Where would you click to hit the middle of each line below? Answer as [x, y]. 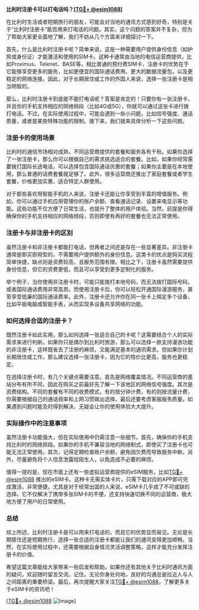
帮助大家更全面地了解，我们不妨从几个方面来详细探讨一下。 [84, 37]
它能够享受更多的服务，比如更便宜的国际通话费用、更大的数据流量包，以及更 [99, 71]
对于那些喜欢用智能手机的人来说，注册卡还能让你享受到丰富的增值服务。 [94, 194]
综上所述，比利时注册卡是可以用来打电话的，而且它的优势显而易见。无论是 [97, 532]
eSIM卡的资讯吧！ [33, 589]
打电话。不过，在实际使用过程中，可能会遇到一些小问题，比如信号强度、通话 [99, 114]
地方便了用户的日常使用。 [37, 502]
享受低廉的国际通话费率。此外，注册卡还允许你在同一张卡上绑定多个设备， [102, 296]
